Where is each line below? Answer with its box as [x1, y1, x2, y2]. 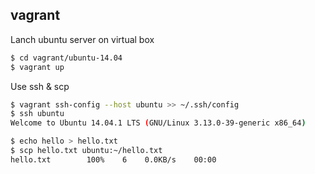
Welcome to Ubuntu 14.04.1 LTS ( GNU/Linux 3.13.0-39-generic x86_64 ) [10, 118, 307, 128]
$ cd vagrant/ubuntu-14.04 [10, 53, 123, 63]
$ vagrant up [10, 62, 65, 72]
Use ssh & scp [10, 80, 70, 92]
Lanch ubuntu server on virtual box [10, 33, 155, 45]
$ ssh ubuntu [10, 109, 65, 119]
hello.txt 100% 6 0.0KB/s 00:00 [10, 154, 217, 165]
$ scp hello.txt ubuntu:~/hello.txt [10, 146, 163, 156]
